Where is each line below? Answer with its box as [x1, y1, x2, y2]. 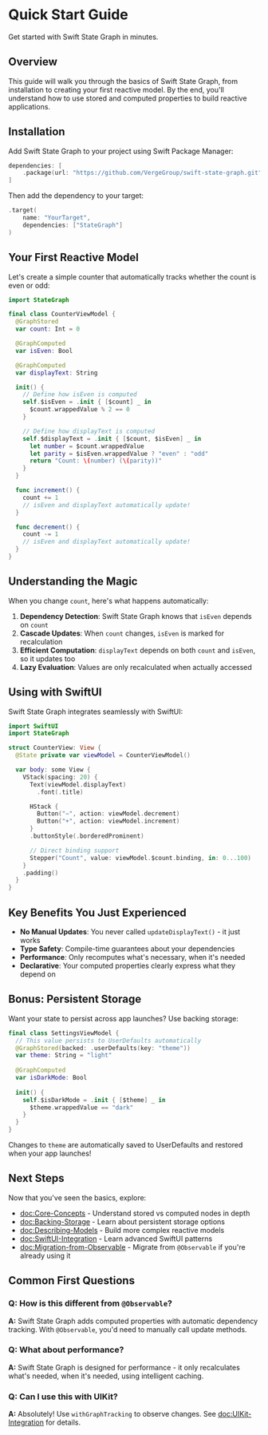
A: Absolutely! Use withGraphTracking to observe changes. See [8, 1409, 217, 1419]
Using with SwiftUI [8, 685, 102, 700]
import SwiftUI [8, 722, 59, 730]
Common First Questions [8, 1274, 136, 1287]
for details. [45, 1417, 81, 1427]
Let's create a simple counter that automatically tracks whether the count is [8, 272, 257, 281]
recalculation [19, 636, 63, 646]
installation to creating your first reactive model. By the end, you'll [8, 85, 225, 94]
